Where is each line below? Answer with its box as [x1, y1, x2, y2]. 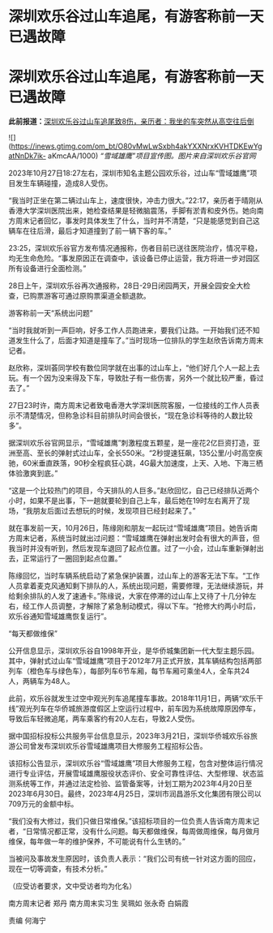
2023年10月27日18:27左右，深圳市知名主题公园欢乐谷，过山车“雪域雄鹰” [8, 168, 250, 178]
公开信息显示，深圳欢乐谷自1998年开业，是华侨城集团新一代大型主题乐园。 [8, 646, 259, 656]
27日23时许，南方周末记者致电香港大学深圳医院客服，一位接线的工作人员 [8, 401, 253, 411]
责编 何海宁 [8, 916, 46, 926]
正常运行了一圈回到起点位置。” [22, 553, 122, 564]
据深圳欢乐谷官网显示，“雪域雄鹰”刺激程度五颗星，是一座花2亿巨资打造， [8, 438, 254, 448]
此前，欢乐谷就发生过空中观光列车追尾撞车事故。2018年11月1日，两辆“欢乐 [8, 694, 257, 703]
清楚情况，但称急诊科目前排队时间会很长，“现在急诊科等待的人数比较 [22, 411, 254, 420]
